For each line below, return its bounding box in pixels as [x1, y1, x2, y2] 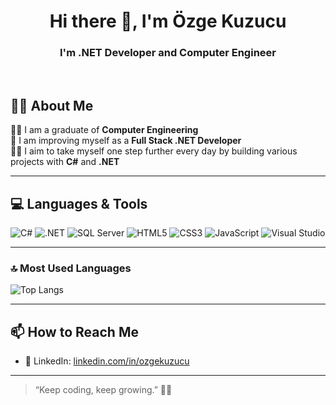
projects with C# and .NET [10, 156, 120, 168]
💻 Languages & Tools [10, 195, 148, 212]
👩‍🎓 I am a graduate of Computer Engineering [10, 124, 199, 136]
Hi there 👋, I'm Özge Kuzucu [49, 10, 287, 33]
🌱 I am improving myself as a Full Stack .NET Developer [10, 135, 242, 147]
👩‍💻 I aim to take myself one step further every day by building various [10, 145, 298, 157]
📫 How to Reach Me [10, 323, 139, 340]
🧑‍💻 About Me [10, 97, 94, 114]
